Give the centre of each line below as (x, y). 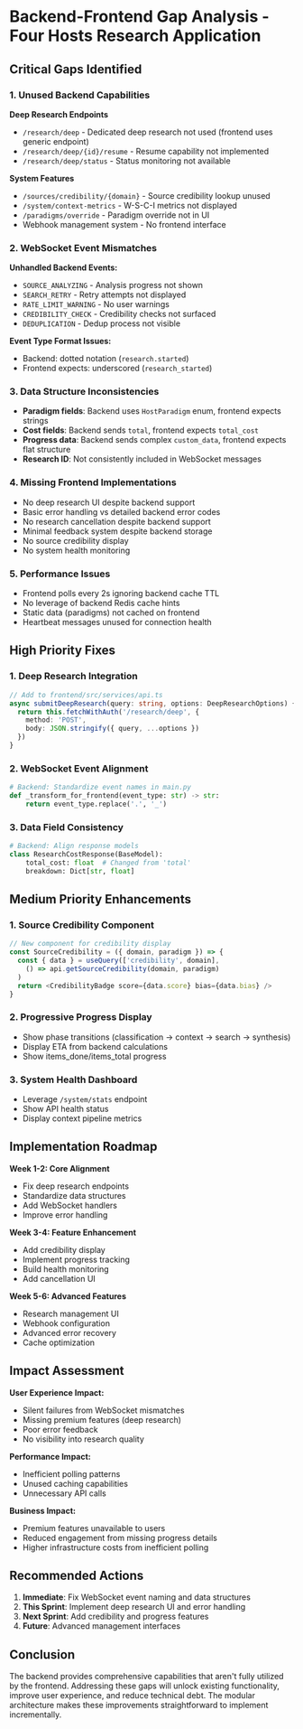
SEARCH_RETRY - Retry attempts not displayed (104, 294)
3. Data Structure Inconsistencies (84, 392)
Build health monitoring (66, 1269)
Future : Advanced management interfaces (101, 1626)
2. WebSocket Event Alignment (79, 768)
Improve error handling (65, 1215)
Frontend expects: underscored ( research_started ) (117, 369)
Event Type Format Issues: (60, 341)
